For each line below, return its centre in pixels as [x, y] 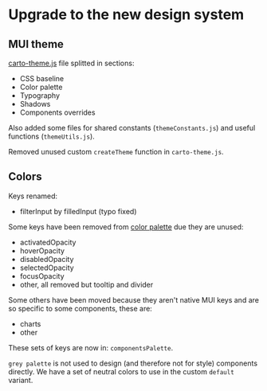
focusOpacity [42, 276]
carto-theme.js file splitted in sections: [71, 63]
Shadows [35, 104]
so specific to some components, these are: [80, 308]
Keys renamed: [33, 196]
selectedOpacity [47, 268]
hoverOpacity [42, 250]
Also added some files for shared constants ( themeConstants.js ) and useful [132, 128]
